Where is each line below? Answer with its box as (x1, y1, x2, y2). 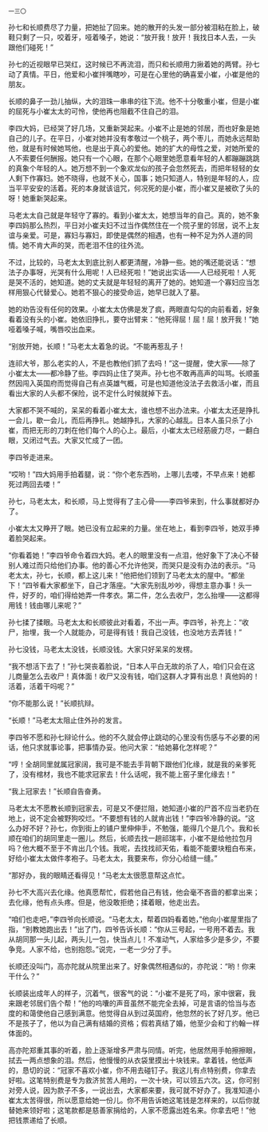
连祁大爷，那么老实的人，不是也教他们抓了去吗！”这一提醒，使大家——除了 (8, 358, 257, 368)
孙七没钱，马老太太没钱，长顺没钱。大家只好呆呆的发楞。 (8, 645, 197, 654)
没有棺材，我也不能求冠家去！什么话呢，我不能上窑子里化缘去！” (22, 770, 235, 778)
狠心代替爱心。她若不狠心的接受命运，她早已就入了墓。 (22, 287, 204, 297)
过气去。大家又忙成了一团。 (35, 435, 128, 445)
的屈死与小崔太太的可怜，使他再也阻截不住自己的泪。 (8, 106, 183, 116)
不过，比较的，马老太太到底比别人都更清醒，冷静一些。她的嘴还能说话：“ (8, 258, 250, 266)
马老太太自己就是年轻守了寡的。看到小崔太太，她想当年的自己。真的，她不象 (8, 210, 260, 220)
